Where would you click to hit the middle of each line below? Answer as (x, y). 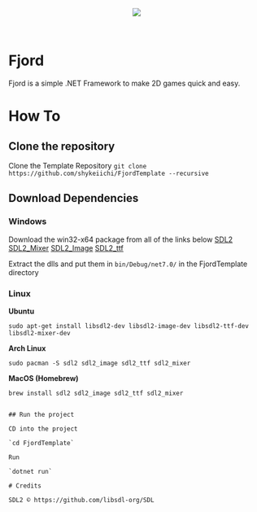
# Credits (25, 486)
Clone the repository (62, 146)
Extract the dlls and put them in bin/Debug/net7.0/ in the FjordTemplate (128, 264)
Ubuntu (22, 311)
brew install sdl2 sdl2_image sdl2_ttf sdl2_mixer (96, 393)
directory (24, 272)
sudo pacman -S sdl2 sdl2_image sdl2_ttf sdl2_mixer (100, 363)
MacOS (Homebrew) (44, 378)
